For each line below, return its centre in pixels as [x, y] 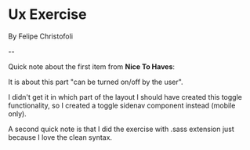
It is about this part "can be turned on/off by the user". [96, 82]
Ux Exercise [47, 15]
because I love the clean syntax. [60, 137]
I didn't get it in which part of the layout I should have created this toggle [125, 97]
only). [18, 113]
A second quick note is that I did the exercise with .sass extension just [121, 129]
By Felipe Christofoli [40, 36]
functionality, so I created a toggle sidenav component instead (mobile [122, 105]
